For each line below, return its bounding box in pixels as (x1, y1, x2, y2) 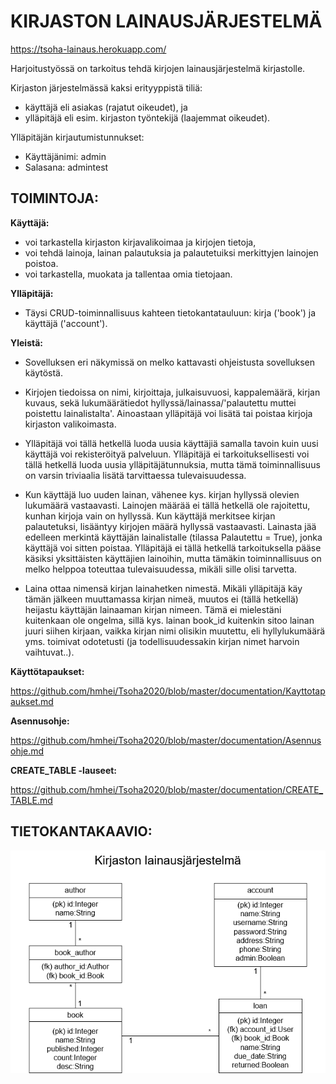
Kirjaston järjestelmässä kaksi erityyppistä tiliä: (10, 81, 203, 94)
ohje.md (10, 745, 45, 757)
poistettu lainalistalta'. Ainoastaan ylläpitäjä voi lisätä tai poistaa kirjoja (24, 407, 313, 419)
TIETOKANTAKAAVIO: (10, 823, 153, 840)
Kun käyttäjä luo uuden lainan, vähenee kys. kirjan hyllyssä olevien (24, 488, 300, 500)
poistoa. (24, 257, 59, 269)
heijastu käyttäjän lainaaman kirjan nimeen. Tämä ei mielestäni (24, 603, 282, 615)
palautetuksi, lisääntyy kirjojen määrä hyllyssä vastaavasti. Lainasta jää (24, 520, 317, 532)
